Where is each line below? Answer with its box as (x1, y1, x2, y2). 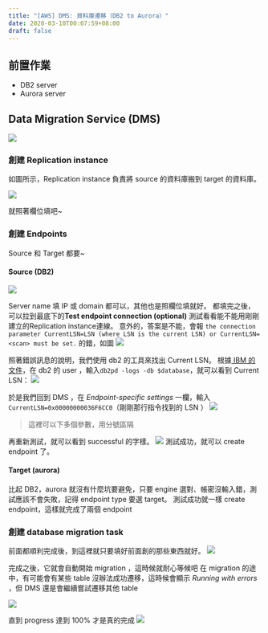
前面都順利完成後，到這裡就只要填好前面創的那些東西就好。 (8, 546, 205, 556)
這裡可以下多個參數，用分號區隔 (27, 419, 134, 429)
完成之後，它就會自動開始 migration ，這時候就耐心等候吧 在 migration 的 (8, 563, 250, 573)
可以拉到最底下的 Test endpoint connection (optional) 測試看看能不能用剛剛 (8, 311, 259, 321)
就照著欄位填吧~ (8, 206, 63, 216)
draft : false (8, 27, 52, 35)
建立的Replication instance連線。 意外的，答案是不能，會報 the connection (8, 321, 256, 330)
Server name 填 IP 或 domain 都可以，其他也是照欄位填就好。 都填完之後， (8, 300, 255, 310)
